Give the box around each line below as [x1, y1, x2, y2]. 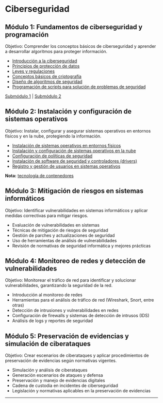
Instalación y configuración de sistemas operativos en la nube [12, 148, 136, 154]
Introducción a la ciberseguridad [12, 58, 78, 64]
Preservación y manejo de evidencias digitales [12, 378, 105, 384]
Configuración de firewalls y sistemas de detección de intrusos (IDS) [12, 313, 149, 319]
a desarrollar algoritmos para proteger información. [5, 49, 108, 54]
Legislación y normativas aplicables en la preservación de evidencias [12, 388, 151, 394]
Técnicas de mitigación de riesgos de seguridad [12, 227, 108, 233]
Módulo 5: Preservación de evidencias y [5, 332, 129, 340]
